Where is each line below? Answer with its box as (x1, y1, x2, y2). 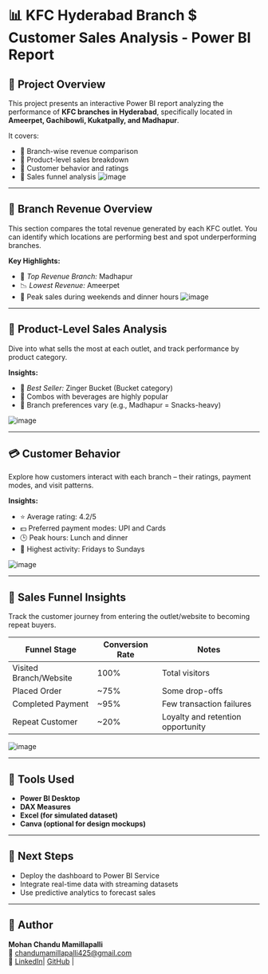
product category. (8, 352, 68, 361)
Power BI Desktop (19, 794, 81, 803)
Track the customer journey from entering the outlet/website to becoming (8, 612, 250, 621)
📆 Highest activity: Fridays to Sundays (19, 544, 145, 554)
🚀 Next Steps (8, 850, 74, 863)
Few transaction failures (162, 699, 252, 710)
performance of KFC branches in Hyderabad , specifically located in (8, 107, 233, 116)
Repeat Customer (12, 716, 78, 728)
